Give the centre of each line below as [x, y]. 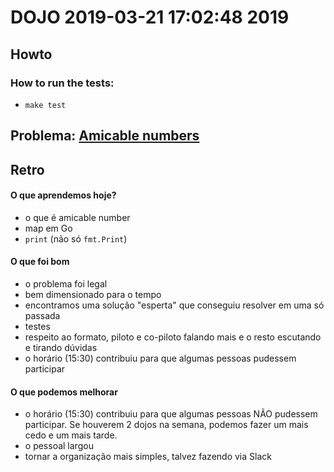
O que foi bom [40, 262]
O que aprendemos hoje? [63, 195]
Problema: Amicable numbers [105, 136]
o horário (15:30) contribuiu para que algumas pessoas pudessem [160, 358]
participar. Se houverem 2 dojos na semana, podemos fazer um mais [166, 425]
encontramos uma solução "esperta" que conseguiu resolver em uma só [174, 305]
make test [45, 105]
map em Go [48, 228]
